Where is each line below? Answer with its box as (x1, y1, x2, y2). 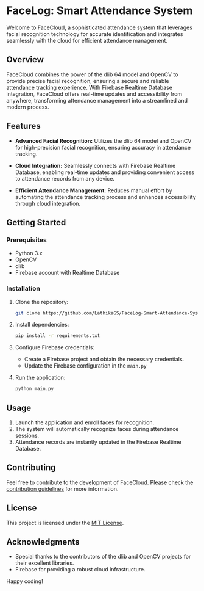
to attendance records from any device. (15, 175, 114, 182)
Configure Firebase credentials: (15, 344, 95, 351)
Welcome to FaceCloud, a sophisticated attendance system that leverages (6, 24, 193, 31)
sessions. (15, 432, 40, 439)
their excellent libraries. (15, 559, 74, 567)
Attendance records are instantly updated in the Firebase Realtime (15, 438, 181, 446)
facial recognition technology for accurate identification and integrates (6, 30, 183, 37)
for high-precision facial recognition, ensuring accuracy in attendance (15, 143, 191, 151)
